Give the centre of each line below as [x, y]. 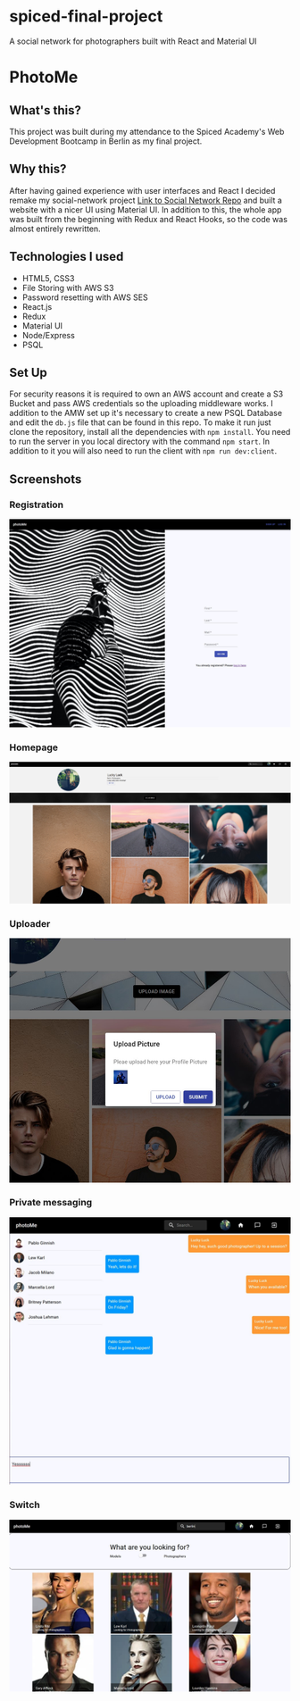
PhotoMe [44, 77]
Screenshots [46, 479]
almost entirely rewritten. [55, 229]
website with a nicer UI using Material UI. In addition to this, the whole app [146, 209]
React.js [37, 306]
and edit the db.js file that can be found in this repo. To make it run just [140, 422]
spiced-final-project [86, 17]
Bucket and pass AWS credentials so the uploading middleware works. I [142, 404]
